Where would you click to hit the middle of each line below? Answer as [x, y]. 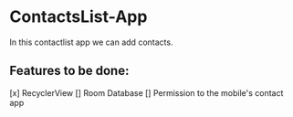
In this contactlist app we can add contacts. [91, 42]
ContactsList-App [78, 17]
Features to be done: [69, 71]
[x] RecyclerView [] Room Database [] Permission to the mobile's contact [146, 92]
